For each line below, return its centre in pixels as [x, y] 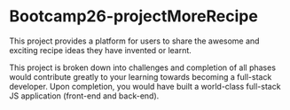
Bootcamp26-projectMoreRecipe [134, 16]
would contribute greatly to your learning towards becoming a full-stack [141, 76]
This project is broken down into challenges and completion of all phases [143, 67]
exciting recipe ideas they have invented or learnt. [101, 50]
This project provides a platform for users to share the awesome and [134, 41]
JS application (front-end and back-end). [84, 96]
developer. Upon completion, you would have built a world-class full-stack [145, 86]
